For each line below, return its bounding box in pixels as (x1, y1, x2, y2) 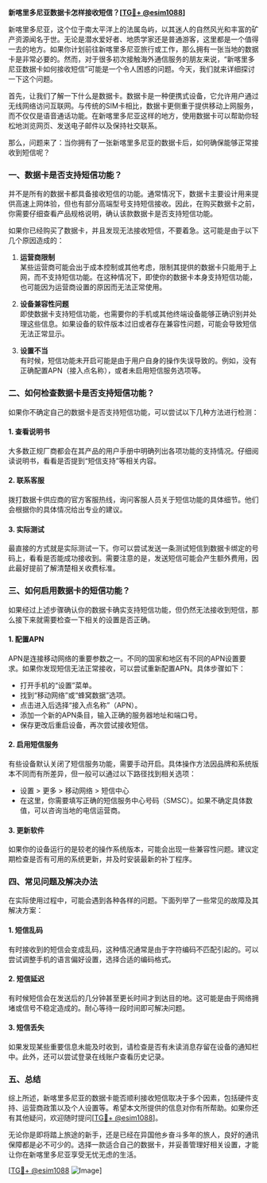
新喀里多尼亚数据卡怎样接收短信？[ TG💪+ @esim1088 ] (8, 8, 186, 17)
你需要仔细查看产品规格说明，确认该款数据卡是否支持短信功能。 (8, 209, 217, 218)
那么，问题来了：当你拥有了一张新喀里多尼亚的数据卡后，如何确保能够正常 (8, 138, 252, 147)
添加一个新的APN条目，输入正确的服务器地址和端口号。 (19, 710, 202, 720)
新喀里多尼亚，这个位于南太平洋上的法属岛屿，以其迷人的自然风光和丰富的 (8, 25, 252, 34)
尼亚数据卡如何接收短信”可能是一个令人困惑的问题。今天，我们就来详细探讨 (8, 64, 256, 74)
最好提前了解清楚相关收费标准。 (14, 563, 120, 573)
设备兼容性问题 (19, 300, 69, 309)
